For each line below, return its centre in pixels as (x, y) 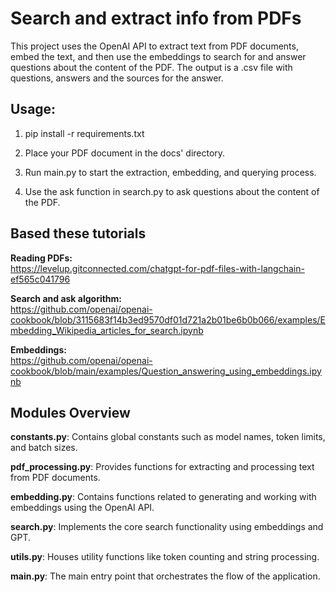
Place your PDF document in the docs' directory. (125, 153)
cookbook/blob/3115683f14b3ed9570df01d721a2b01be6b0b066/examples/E (168, 319)
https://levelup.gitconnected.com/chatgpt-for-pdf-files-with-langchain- (157, 268)
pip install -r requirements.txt (84, 133)
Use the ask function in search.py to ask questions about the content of (172, 191)
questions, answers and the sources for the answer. (117, 78)
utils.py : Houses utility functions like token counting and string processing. (165, 557)
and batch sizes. (44, 448)
